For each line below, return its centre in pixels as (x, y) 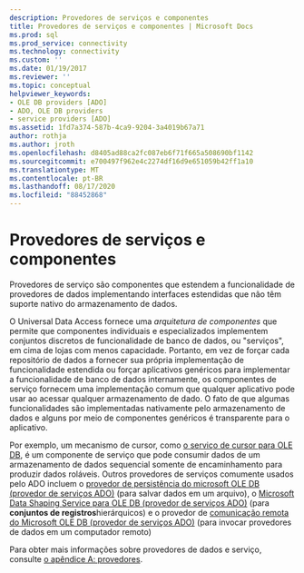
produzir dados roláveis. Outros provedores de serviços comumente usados (152, 474)
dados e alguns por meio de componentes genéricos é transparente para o (150, 418)
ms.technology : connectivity (64, 52)
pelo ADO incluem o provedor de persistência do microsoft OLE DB (135, 483)
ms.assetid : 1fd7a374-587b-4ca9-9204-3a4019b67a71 (107, 128)
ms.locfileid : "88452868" (58, 195)
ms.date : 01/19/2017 (49, 69)
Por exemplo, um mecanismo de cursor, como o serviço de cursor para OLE (151, 445)
